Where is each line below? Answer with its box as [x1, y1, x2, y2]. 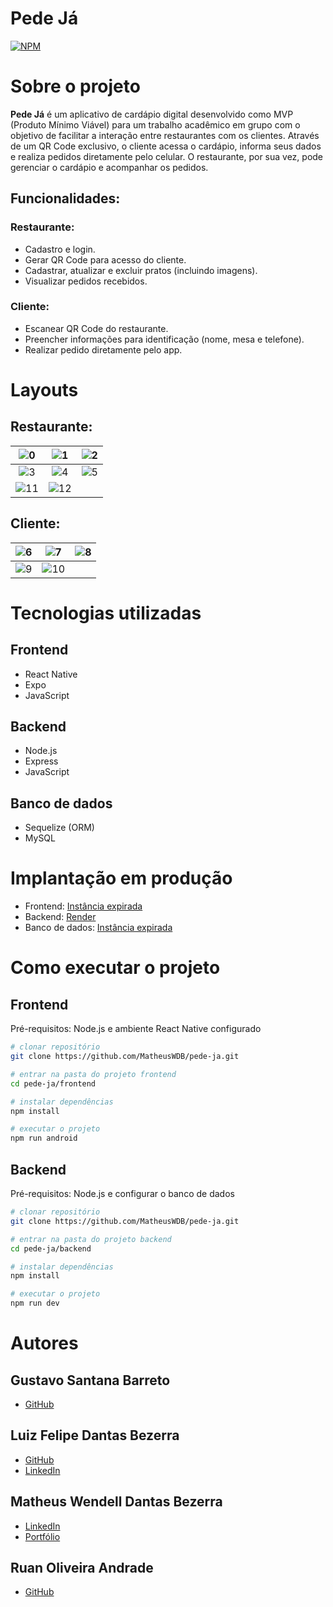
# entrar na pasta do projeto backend [10, 1234, 172, 1244]
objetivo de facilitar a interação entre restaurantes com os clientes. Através [10, 129, 320, 141]
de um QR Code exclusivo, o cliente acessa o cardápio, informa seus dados [10, 140, 322, 152]
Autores [10, 1332, 79, 1355]
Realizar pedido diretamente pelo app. [24, 343, 183, 356]
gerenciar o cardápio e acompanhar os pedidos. [10, 161, 209, 173]
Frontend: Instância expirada [24, 900, 143, 912]
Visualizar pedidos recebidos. [24, 275, 148, 287]
